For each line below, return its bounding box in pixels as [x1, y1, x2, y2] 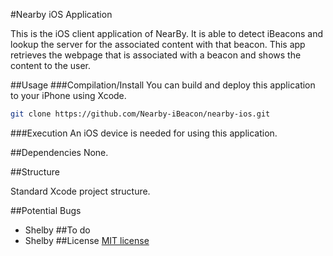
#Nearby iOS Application [10, 9, 113, 20]
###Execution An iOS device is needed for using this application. [10, 127, 278, 139]
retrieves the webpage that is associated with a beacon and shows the [10, 49, 302, 61]
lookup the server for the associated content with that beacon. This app [10, 39, 306, 50]
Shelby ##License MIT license [24, 234, 150, 246]
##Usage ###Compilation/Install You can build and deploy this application [10, 79, 316, 91]
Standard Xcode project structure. [10, 185, 151, 197]
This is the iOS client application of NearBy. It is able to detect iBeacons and [10, 28, 324, 39]
